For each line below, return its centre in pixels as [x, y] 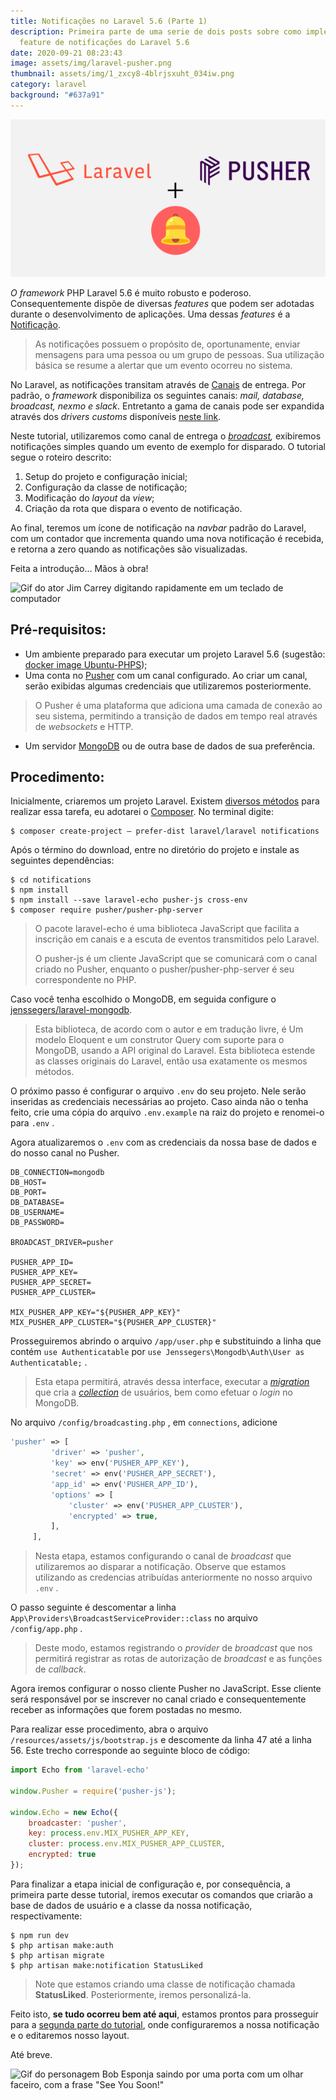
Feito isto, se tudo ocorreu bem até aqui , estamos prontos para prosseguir [164, 2014]
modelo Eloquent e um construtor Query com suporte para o [159, 1040]
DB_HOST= [28, 1183]
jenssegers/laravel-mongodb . [71, 1010]
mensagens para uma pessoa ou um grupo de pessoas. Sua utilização [179, 354]
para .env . [32, 1123]
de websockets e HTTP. [84, 726]
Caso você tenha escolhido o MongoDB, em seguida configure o [143, 999]
